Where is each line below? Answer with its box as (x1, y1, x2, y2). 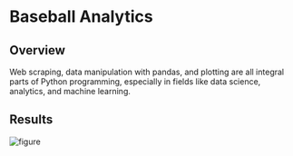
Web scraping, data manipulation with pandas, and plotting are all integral (9, 66, 284, 77)
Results (9, 112, 54, 128)
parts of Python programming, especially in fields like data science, (9, 76, 261, 87)
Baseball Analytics (9, 6, 153, 27)
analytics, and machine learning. (9, 86, 132, 96)
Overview (9, 43, 66, 58)
